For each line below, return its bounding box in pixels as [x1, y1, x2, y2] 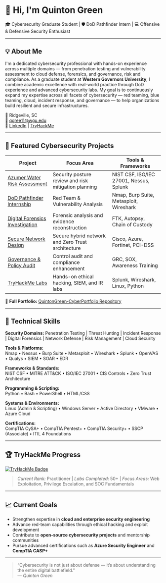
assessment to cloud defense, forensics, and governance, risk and [5, 71, 141, 77]
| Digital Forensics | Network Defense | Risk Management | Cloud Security [5, 335, 156, 341]
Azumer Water [7, 174, 41, 181]
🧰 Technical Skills [5, 317, 61, 325]
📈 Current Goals [5, 500, 58, 509]
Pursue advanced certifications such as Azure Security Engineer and [12, 542, 155, 548]
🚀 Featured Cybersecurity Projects [5, 142, 114, 150]
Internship [7, 201, 31, 208]
